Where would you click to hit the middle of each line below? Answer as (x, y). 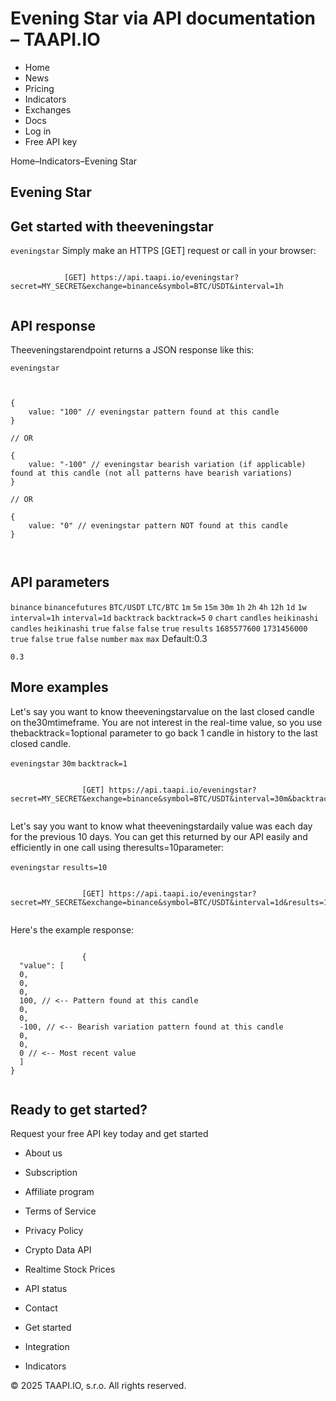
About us (43, 1153)
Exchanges (48, 109)
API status (46, 1289)
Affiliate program (59, 1192)
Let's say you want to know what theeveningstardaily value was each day (161, 826)
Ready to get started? (79, 1109)
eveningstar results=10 (59, 867)
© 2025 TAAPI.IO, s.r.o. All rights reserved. (98, 1386)
